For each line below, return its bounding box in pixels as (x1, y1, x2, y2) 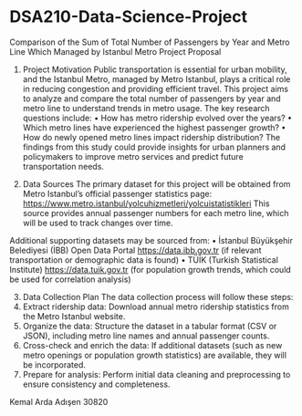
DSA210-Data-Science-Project (9, 6, 248, 27)
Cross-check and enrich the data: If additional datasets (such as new (22, 339, 283, 350)
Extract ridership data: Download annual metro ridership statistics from (22, 301, 289, 312)
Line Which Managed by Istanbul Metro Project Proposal (9, 46, 222, 57)
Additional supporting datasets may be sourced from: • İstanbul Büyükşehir (9, 234, 294, 245)
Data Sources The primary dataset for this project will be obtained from (22, 178, 291, 189)
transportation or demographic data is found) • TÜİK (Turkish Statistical (9, 254, 278, 265)
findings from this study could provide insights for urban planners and (22, 141, 286, 152)
